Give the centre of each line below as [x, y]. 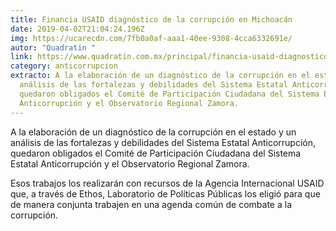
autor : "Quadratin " [53, 47]
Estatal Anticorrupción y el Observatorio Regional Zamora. [130, 163]
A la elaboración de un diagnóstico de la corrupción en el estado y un [153, 132]
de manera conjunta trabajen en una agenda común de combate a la [151, 204]
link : [21, 57]
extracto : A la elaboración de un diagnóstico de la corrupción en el [160, 76]
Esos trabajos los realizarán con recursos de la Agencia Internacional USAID [167, 183]
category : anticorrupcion [64, 66]
